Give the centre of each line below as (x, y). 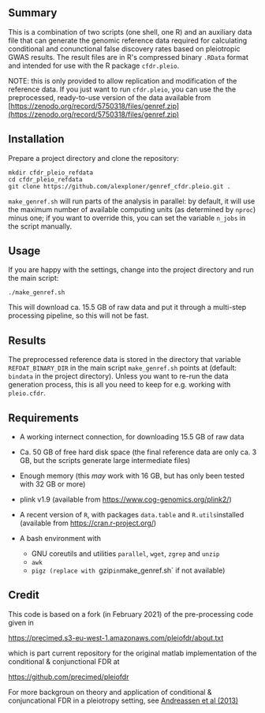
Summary (33, 13)
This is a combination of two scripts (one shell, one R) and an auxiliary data (130, 32)
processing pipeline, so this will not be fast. (78, 315)
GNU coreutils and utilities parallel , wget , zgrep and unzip (125, 554)
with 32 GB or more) (52, 484)
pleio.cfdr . (27, 393)
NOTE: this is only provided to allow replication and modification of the (123, 80)
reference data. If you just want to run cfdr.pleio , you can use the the (122, 89)
